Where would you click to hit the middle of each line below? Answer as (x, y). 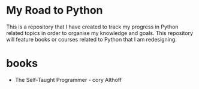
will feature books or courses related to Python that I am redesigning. (91, 39)
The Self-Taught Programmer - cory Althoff (68, 80)
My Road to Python (55, 10)
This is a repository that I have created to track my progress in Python (92, 27)
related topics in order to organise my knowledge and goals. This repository (100, 33)
